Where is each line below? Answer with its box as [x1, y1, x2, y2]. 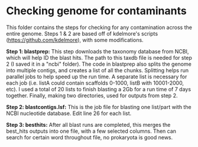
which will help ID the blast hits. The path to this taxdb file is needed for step [6, 54, 192, 61]
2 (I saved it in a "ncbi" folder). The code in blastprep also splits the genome [6, 60, 192, 68]
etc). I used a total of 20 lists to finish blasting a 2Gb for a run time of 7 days [6, 85, 191, 92]
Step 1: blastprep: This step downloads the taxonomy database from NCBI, [6, 47, 189, 55]
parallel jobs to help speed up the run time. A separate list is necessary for [6, 73, 187, 80]
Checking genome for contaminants [6, 4, 187, 18]
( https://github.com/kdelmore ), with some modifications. [6, 36, 144, 43]
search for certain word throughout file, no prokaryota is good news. [6, 133, 173, 140]
